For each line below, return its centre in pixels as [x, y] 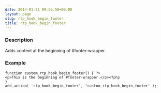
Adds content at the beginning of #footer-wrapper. [55, 50]
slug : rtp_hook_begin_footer [34, 18]
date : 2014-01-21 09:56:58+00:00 [39, 9]
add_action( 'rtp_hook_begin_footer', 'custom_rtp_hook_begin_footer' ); [81, 86]
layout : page [18, 14]
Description [19, 40]
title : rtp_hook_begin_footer [36, 23]
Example [15, 63]
